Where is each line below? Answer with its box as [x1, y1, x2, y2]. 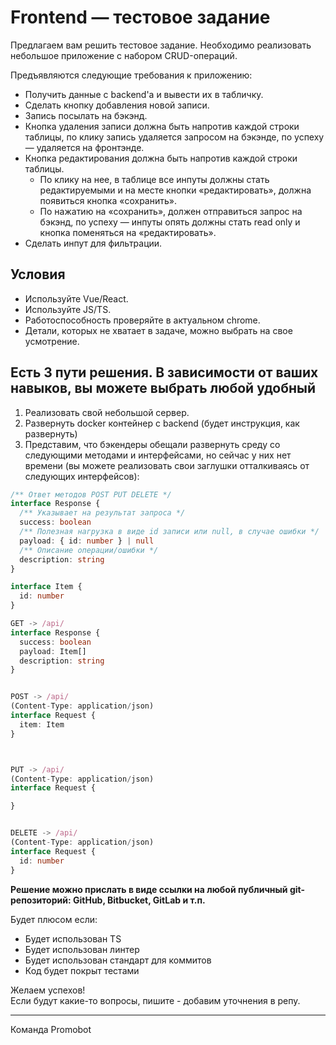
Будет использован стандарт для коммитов [24, 954, 212, 966]
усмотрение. [24, 335, 80, 347]
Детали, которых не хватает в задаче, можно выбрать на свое [24, 324, 293, 336]
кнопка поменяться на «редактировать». [39, 226, 217, 238]
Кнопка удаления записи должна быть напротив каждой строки [24, 120, 300, 132]
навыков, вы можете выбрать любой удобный [10, 380, 317, 397]
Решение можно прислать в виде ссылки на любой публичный [10, 883, 288, 895]
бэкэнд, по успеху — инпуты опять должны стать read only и [39, 216, 301, 228]
